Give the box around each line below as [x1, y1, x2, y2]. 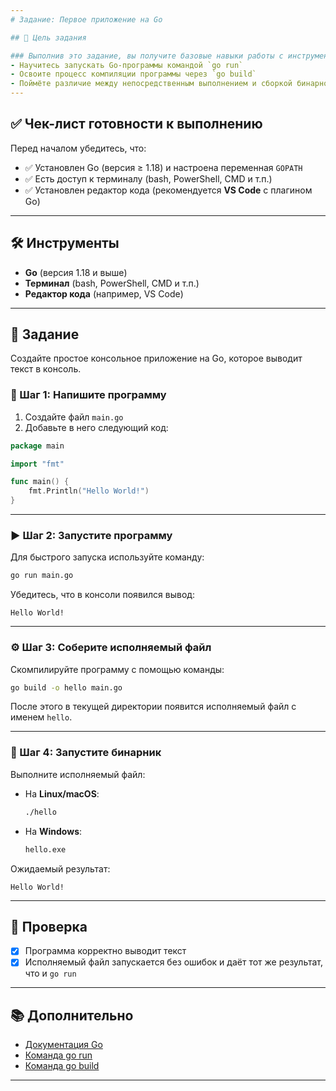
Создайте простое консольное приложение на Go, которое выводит [10, 352, 303, 365]
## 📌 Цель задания [10, 32, 87, 43]
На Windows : [24, 825, 83, 837]
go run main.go [10, 571, 74, 581]
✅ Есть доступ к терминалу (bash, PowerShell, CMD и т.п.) [24, 172, 273, 185]
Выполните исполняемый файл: [10, 768, 146, 780]
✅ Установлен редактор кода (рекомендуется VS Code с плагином [24, 184, 313, 196]
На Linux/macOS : [24, 787, 100, 800]
